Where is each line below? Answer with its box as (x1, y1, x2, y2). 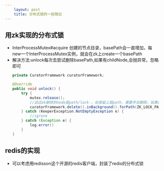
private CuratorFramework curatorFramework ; (12, 73, 104, 78)
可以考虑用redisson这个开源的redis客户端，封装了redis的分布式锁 (12, 160, 144, 166)
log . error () (30, 123, 54, 128)
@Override (12, 82, 33, 87)
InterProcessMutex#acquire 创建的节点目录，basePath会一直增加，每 (12, 45, 152, 51)
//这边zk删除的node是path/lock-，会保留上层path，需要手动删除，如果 (30, 100, 158, 105)
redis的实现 (5, 147, 41, 155)
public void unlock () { (12, 86, 61, 91)
